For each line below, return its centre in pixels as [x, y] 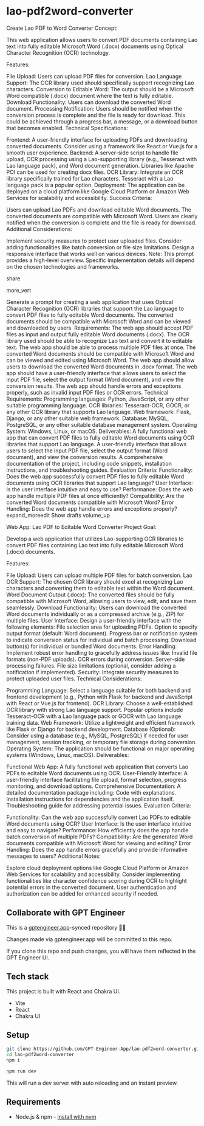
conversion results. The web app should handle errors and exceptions [94, 386]
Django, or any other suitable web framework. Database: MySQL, [88, 418]
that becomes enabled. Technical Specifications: [67, 128]
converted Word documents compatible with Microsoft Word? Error [90, 502]
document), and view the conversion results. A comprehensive [85, 457]
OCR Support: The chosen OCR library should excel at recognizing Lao [95, 581]
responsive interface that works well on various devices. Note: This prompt [100, 254]
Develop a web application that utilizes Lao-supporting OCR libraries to [95, 539]
